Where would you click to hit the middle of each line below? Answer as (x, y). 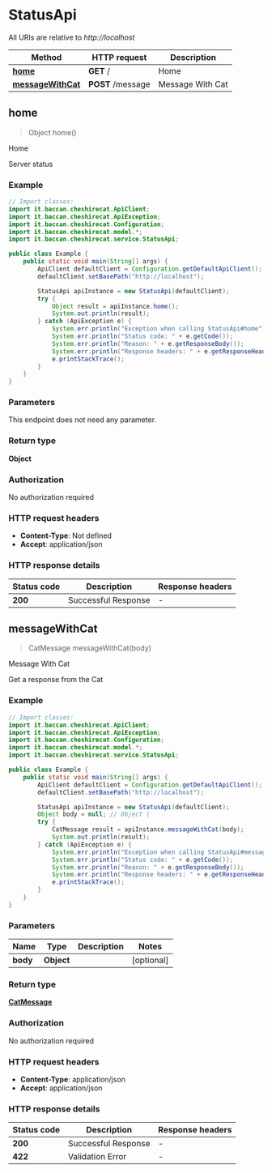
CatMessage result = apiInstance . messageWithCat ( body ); (148, 830)
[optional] (150, 960)
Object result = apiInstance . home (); (115, 306)
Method (47, 57)
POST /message (119, 84)
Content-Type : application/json (72, 1079)
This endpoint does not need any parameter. (82, 420)
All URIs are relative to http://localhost (72, 37)
